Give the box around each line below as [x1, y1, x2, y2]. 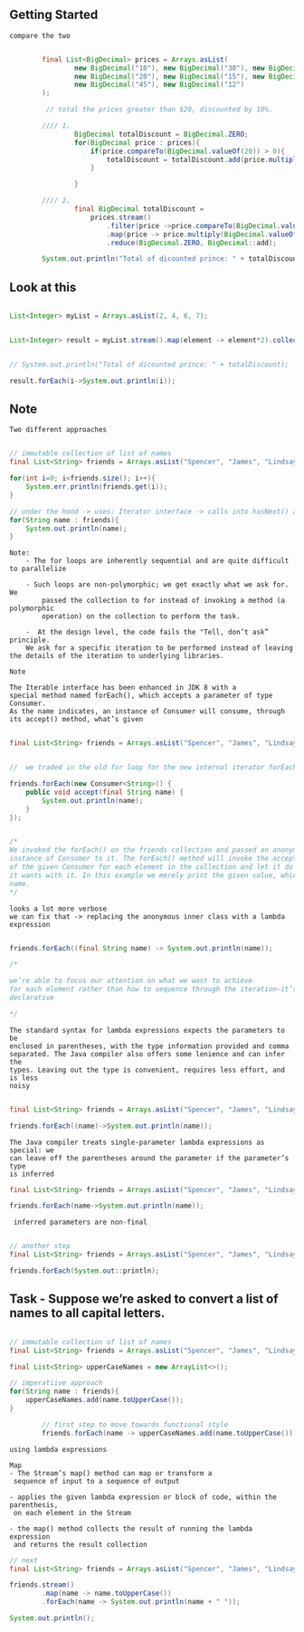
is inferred [9, 1169, 54, 1179]
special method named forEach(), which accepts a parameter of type [9, 692, 273, 701]
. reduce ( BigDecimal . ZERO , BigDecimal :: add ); [106, 238, 278, 247]
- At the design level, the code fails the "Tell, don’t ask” [25, 628, 270, 637]
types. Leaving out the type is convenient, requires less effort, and [9, 1065, 285, 1074]
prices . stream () [90, 213, 152, 222]
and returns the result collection [13, 1540, 147, 1549]
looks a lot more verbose [9, 904, 107, 913]
